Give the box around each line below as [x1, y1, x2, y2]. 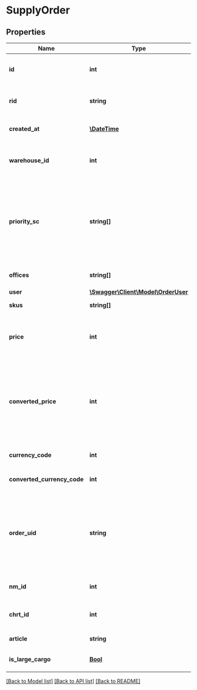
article [9, 635, 28, 642]
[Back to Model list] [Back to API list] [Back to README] [6, 678, 141, 685]
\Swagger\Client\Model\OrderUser [89, 288, 189, 296]
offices [9, 271, 29, 279]
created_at [9, 125, 40, 133]
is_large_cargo [9, 655, 51, 663]
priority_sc [9, 217, 40, 225]
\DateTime [89, 125, 119, 133]
